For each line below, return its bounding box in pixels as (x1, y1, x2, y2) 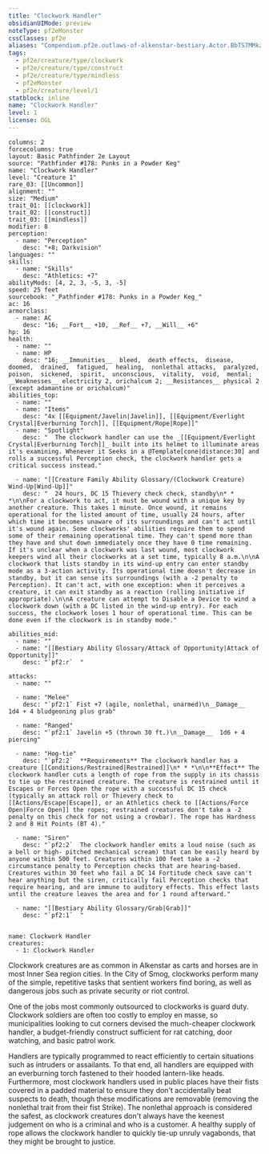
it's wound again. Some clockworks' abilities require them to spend (8, 524, 246, 532)
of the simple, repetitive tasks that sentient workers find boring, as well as (8, 977, 252, 987)
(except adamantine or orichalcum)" (8, 384, 130, 392)
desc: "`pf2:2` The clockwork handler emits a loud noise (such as (22, 841, 256, 849)
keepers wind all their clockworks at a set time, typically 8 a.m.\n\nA (8, 553, 260, 561)
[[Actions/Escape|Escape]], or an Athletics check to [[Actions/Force (8, 798, 249, 807)
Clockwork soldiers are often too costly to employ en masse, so (8, 1009, 219, 1020)
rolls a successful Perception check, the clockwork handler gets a (8, 455, 242, 463)
